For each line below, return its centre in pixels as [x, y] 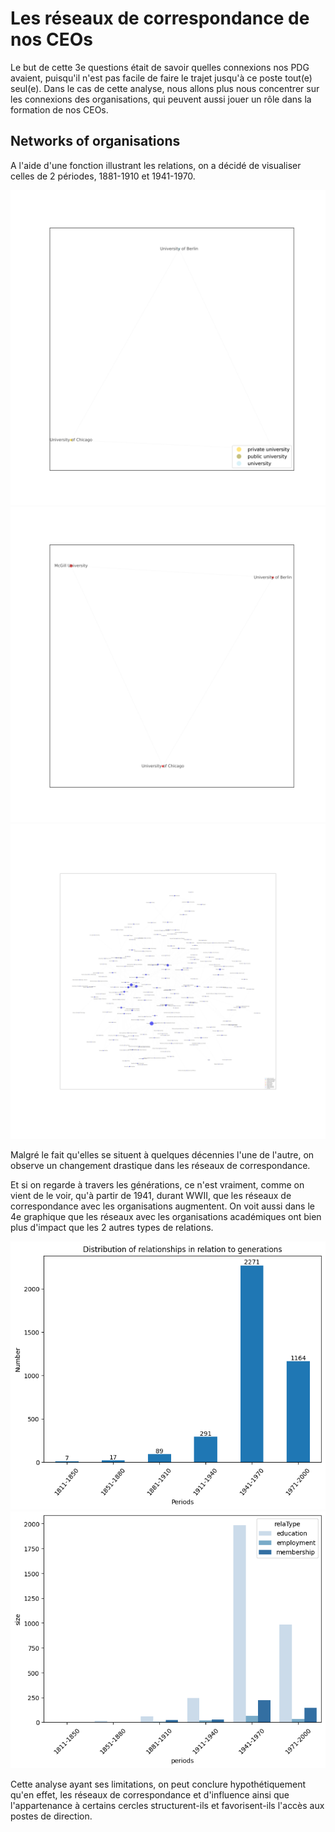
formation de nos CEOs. [59, 109]
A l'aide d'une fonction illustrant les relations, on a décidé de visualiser [156, 165]
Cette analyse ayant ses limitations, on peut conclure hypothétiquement [158, 1784]
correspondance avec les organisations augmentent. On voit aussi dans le [162, 1206]
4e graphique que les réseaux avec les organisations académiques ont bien [166, 1216]
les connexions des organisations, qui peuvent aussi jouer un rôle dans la [161, 99]
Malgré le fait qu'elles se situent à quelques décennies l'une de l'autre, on [162, 1154]
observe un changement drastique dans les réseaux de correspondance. [160, 1165]
